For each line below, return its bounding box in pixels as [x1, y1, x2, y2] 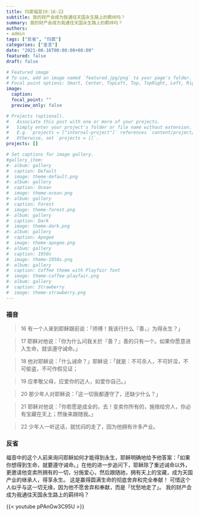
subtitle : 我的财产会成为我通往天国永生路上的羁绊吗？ [6, 14, 126, 20]
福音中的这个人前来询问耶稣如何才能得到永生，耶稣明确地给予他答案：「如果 [6, 454, 191, 461]
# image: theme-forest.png [6, 206, 76, 213]
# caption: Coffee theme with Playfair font [6, 268, 120, 273]
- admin [6, 31, 25, 37]
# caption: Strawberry [6, 284, 65, 290]
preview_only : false [11, 102, 62, 108]
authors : [6, 25, 28, 32]
